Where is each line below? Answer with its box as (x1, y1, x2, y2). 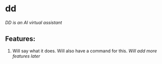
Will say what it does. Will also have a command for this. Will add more (12, 48, 158, 54)
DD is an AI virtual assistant (5, 19, 62, 25)
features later (12, 53, 41, 59)
